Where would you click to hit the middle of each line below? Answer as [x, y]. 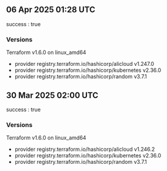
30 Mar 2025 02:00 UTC [52, 95]
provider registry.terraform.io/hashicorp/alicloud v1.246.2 [85, 149]
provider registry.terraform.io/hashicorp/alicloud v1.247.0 [84, 64]
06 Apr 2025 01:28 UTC [51, 10]
